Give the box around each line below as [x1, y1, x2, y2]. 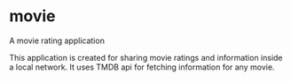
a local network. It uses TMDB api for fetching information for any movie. [9, 62, 275, 72]
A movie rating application [9, 35, 105, 46]
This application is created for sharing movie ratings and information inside [9, 52, 283, 63]
